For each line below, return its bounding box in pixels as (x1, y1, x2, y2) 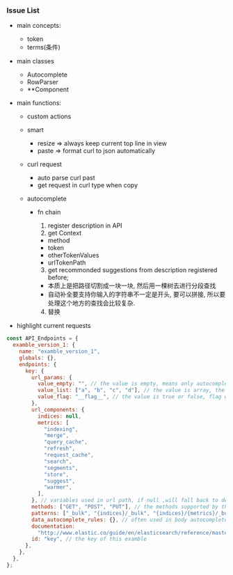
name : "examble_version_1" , (19, 348, 100, 355)
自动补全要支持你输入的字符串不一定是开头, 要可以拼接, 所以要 (47, 290, 226, 299)
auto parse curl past (37, 173, 95, 182)
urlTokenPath (47, 258, 86, 267)
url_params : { (31, 374, 72, 381)
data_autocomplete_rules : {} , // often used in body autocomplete (31, 516, 228, 523)
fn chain (37, 208, 61, 216)
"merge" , (43, 432, 70, 439)
